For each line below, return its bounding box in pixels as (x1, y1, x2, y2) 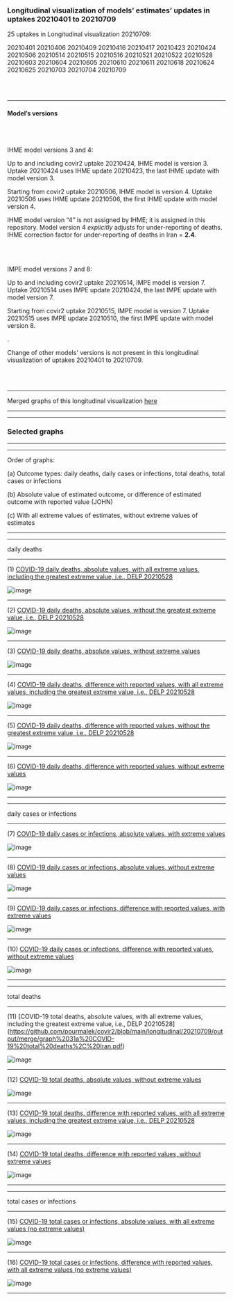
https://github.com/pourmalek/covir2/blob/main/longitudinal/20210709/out (9, 1027, 223, 1035)
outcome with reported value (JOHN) (7, 497, 113, 506)
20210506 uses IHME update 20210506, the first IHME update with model (7, 194, 218, 203)
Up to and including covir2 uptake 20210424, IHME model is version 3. (7, 159, 209, 167)
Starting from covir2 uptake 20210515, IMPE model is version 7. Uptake (7, 306, 209, 315)
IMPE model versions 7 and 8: (7, 265, 92, 273)
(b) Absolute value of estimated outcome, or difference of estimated (7, 490, 202, 498)
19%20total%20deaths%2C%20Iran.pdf (7, 1041, 123, 1050)
